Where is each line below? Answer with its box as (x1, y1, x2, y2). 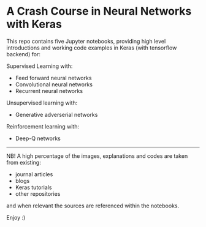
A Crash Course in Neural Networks (6, 4, 192, 18)
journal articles (15, 170, 53, 178)
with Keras (6, 17, 63, 31)
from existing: (6, 158, 41, 166)
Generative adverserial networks (15, 111, 98, 118)
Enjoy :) (6, 214, 26, 221)
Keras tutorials (15, 184, 52, 191)
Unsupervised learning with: (6, 99, 78, 106)
